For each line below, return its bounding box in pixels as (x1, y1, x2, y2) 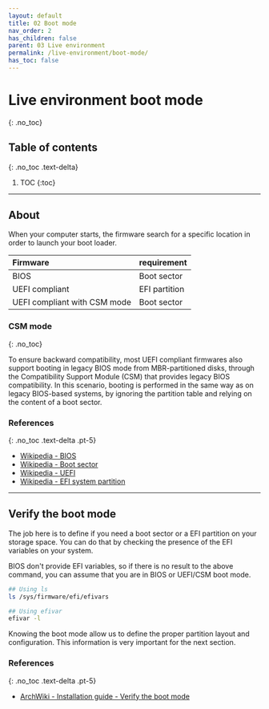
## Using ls (8, 585, 48, 594)
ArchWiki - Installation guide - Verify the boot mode (19, 691, 191, 701)
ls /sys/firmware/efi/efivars (8, 593, 110, 601)
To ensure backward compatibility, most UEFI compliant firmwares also (8, 354, 243, 364)
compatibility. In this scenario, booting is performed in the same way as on (8, 380, 255, 390)
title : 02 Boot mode (8, 19, 78, 27)
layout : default (8, 11, 62, 20)
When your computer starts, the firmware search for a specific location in (8, 229, 251, 239)
